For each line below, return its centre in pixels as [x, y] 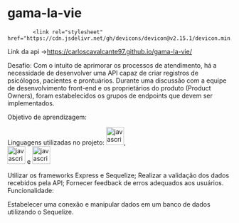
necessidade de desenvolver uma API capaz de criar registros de [103, 73]
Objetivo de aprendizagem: [47, 117]
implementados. [31, 103]
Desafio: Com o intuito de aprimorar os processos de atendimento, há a [112, 65]
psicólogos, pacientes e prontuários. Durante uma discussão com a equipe [117, 81]
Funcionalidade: [31, 190]
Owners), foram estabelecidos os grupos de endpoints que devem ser [110, 95]
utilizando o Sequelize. [41, 212]
